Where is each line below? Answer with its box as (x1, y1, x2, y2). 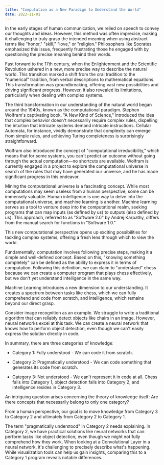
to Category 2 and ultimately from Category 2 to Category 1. (5, 413, 126, 419)
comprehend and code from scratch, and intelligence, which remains (5, 295, 144, 301)
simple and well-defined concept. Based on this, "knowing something (5, 254, 145, 260)
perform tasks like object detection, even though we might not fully (5, 434, 141, 439)
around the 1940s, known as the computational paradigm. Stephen (5, 106, 140, 113)
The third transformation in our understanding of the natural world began (5, 102, 152, 107)
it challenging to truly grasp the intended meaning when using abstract (5, 35, 148, 42)
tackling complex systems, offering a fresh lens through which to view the (5, 234, 154, 240)
